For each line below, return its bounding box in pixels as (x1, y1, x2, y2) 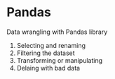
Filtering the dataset (16, 49, 75, 57)
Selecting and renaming (16, 41, 86, 49)
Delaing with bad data (16, 63, 81, 72)
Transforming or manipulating (16, 56, 103, 64)
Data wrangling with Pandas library (6, 28, 108, 36)
